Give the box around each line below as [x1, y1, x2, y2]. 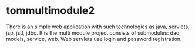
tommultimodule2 [6, 4, 95, 17]
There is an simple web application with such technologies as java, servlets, [6, 23, 190, 30]
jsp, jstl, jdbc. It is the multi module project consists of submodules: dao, [6, 29, 181, 36]
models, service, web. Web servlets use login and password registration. [6, 35, 182, 42]
